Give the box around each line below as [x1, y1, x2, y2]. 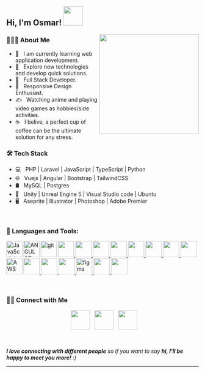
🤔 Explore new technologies [15, 62, 88, 70]
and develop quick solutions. [15, 69, 88, 77]
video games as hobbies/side [15, 105, 90, 112]
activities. [15, 111, 40, 118]
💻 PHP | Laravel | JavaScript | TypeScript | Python [15, 165, 146, 173]
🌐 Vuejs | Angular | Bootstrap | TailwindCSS [15, 174, 129, 181]
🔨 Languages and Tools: [6, 227, 79, 235]
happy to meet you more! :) [6, 353, 76, 361]
